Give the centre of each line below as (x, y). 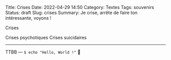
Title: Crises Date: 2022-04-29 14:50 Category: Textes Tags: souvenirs (80, 7)
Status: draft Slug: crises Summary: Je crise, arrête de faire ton (72, 13)
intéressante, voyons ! (28, 18)
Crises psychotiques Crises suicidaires (46, 38)
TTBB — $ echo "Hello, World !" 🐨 (43, 52)
